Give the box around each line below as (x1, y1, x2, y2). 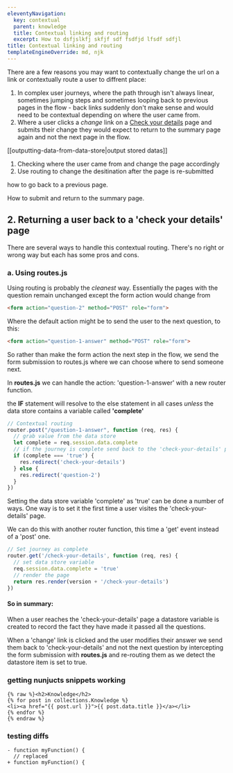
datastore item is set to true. (7, 658, 88, 666)
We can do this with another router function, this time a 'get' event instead (7, 525, 219, 534)
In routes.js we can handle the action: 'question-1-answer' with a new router (7, 379, 226, 387)
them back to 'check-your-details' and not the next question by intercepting (7, 643, 224, 652)
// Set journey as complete (7, 546, 89, 553)
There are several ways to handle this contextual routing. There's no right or (7, 243, 225, 252)
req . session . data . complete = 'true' (13, 565, 119, 572)
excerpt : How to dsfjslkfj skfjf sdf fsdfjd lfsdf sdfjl (13, 36, 182, 43)
